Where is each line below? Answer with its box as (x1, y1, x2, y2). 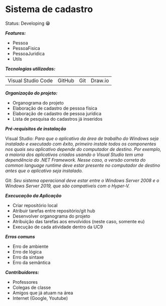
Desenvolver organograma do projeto (12, 213, 91, 219)
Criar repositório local (12, 202, 58, 208)
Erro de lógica (12, 248, 42, 254)
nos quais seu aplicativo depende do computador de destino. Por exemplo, (5, 146, 161, 152)
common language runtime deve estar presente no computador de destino (5, 162, 160, 168)
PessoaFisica (12, 45, 40, 51)
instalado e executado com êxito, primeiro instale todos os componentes (5, 140, 156, 147)
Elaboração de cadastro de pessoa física (12, 105, 98, 111)
